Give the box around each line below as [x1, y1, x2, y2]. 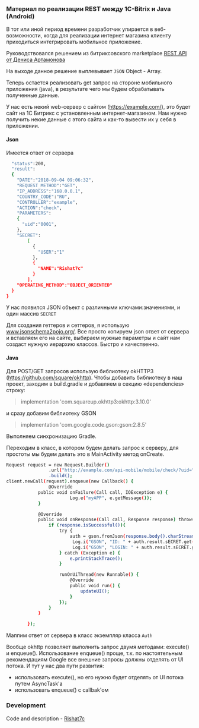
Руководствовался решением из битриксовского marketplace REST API [6, 50, 187, 57]
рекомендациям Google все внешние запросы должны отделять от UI [6, 656, 184, 663]
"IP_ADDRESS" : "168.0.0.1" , [17, 188, 84, 194]
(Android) [6, 12, 35, 20]
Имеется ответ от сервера [6, 149, 74, 156]
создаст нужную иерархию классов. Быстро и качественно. [6, 341, 159, 348]
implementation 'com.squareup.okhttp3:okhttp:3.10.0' [20, 398, 152, 405]
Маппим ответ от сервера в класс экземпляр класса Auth [6, 632, 153, 639]
